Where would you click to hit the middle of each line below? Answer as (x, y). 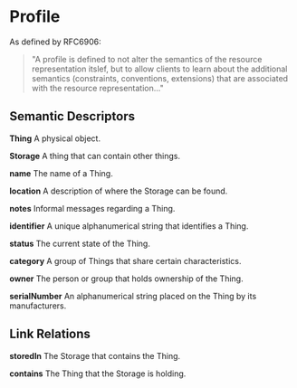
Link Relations (50, 334)
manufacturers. (38, 306)
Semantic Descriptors (72, 116)
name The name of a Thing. (61, 173)
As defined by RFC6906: (55, 42)
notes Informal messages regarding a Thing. (92, 208)
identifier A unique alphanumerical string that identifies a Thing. (129, 226)
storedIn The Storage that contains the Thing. (95, 355)
